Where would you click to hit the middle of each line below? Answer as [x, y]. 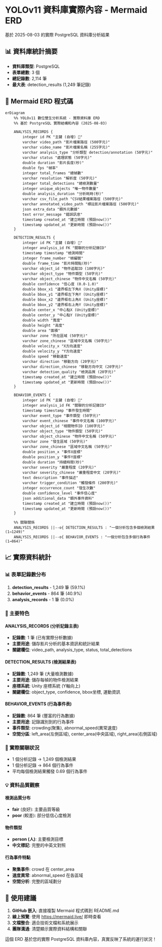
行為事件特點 [18, 857]
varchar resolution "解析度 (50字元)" [60, 178]
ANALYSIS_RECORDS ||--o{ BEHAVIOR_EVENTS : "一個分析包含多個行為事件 [82, 537]
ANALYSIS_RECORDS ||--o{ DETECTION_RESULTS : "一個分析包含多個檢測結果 [84, 527]
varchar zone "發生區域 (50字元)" [55, 441]
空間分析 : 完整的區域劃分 [37, 881]
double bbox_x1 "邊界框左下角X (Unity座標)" [65, 289]
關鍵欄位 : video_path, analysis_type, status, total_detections [72, 650]
